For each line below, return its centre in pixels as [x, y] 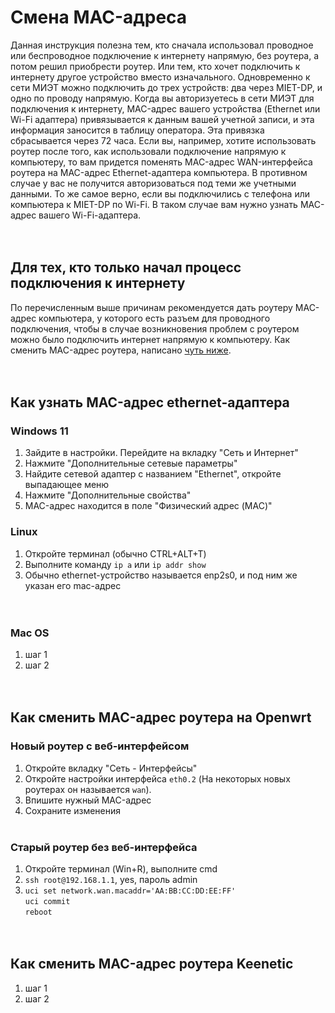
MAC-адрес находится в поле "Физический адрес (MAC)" [148, 506]
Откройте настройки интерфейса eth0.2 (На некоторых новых [157, 778]
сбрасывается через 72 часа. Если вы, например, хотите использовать [163, 140]
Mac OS [30, 633]
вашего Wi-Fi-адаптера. [90, 215]
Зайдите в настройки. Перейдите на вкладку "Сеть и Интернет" [161, 453]
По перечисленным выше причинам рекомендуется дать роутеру [151, 307]
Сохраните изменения [73, 810]
